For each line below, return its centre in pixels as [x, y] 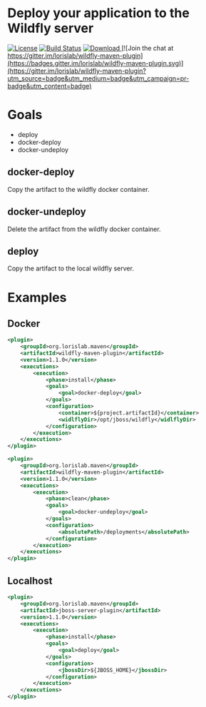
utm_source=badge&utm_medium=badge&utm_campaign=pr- [98, 78]
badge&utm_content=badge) [50, 86]
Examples [37, 297]
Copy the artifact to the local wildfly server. [71, 268]
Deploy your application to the [99, 13]
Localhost [30, 580]
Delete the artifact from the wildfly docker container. [84, 229]
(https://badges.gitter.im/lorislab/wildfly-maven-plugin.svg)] [96, 63]
